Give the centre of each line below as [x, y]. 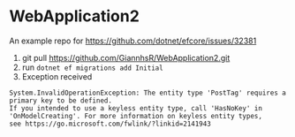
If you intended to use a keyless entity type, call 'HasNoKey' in [136, 108]
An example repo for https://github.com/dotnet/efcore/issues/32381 [133, 41]
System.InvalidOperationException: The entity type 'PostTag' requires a [148, 93]
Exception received [57, 76]
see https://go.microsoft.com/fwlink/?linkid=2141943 [110, 124]
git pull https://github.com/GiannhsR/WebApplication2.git [126, 57]
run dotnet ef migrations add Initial [92, 67]
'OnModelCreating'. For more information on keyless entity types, [136, 116]
